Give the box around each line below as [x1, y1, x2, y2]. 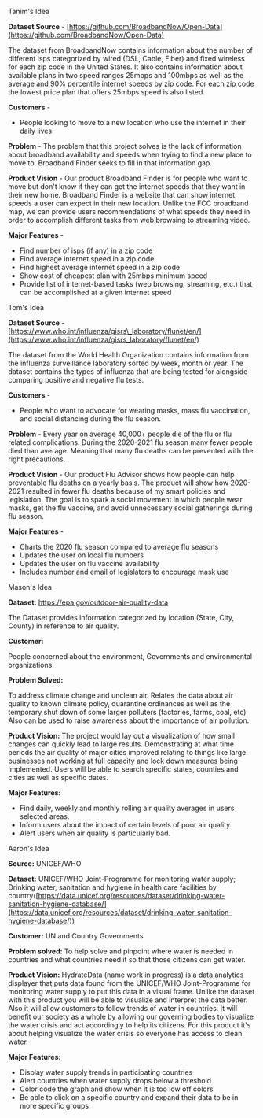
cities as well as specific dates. [8, 773, 108, 782]
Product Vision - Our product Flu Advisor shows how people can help [8, 470, 235, 479]
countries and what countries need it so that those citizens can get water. [8, 955, 246, 964]
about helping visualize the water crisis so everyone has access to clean [8, 1029, 243, 1038]
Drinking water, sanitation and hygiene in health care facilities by [8, 883, 217, 892]
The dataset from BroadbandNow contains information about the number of [8, 46, 253, 54]
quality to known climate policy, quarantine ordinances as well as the [8, 699, 231, 708]
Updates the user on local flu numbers [19, 550, 144, 560]
